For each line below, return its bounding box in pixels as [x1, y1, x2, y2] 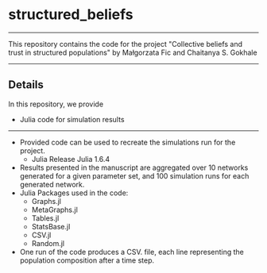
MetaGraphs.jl [31, 205, 78, 214]
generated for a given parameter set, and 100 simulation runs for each [19, 171, 250, 180]
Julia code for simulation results [19, 114, 125, 124]
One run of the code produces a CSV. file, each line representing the [19, 247, 245, 256]
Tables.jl [31, 213, 60, 223]
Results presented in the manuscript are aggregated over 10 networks [19, 163, 249, 172]
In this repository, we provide [8, 99, 104, 109]
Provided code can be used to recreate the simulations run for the [19, 137, 236, 147]
